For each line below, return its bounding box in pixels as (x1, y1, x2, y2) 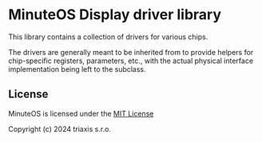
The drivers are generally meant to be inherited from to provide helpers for (8, 47, 254, 57)
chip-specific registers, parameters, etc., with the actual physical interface (8, 56, 254, 65)
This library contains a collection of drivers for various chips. (8, 32, 208, 41)
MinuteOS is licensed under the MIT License (8, 108, 154, 118)
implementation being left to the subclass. (8, 64, 146, 73)
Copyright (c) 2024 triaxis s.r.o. (8, 124, 112, 133)
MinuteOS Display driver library (8, 6, 222, 24)
